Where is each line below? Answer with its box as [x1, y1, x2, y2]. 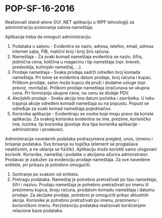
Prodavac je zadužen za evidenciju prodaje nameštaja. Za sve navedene [5, 156, 150, 162]
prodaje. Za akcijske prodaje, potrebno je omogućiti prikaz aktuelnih [12, 192, 149, 198]
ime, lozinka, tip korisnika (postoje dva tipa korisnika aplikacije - [12, 121, 141, 127]
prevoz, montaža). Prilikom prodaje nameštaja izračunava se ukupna [12, 85, 150, 90]
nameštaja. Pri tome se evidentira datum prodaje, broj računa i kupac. [12, 74, 152, 80]
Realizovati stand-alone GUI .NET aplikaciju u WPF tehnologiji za [5, 19, 135, 25]
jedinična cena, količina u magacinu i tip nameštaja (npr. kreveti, [12, 59, 141, 65]
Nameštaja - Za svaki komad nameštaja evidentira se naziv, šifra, [12, 53, 143, 59]
